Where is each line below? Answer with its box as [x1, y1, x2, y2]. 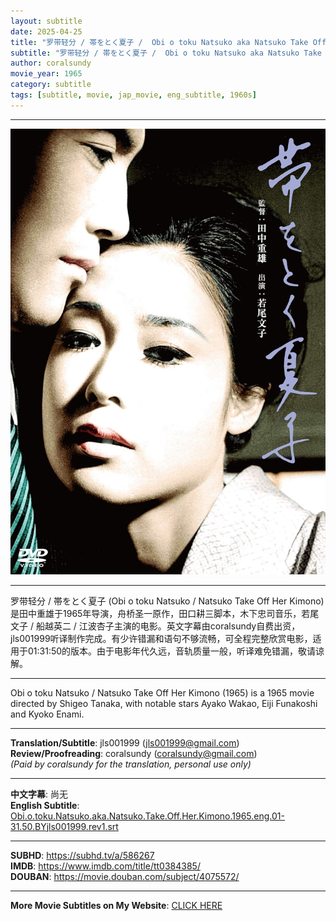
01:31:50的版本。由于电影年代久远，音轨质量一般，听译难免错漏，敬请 [27, 645, 317, 657]
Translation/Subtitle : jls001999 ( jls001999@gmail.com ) [10, 736, 240, 749]
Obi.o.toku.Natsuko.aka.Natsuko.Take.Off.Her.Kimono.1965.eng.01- [10, 810, 285, 822]
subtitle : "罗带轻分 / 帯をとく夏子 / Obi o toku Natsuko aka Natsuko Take [10, 48, 323, 58]
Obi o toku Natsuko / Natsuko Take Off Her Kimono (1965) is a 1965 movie [10, 686, 315, 699]
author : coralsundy [10, 58, 92, 69]
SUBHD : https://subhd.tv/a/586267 [10, 849, 155, 861]
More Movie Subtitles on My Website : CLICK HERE [10, 899, 223, 911]
